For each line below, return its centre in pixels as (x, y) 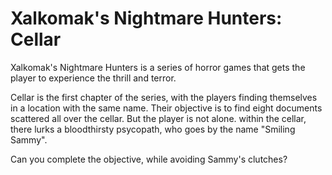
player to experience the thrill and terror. (93, 78)
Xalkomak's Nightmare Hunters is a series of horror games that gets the (158, 67)
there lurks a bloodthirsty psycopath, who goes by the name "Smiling (153, 129)
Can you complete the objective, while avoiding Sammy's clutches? (149, 159)
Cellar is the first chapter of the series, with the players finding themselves (164, 97)
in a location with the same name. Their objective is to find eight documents (166, 108)
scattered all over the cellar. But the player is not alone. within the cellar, (158, 118)
